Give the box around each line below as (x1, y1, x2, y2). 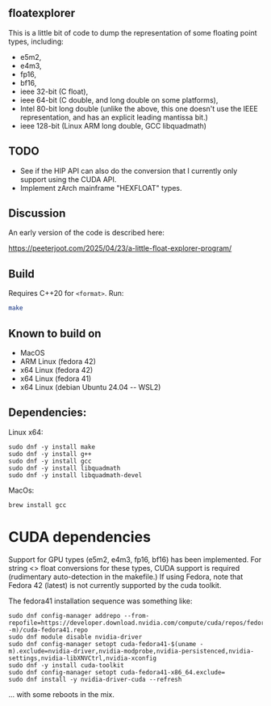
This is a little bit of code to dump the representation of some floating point (8, 27, 257, 37)
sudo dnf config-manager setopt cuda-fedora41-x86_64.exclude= (8, 668, 226, 676)
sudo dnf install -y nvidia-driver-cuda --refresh (8, 675, 182, 683)
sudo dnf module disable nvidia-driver (8, 632, 143, 641)
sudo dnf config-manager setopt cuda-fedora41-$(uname (8, 640, 197, 648)
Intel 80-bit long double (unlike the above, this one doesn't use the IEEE (19, 104, 258, 113)
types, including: (8, 36, 64, 46)
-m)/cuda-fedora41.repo (8, 626, 89, 634)
